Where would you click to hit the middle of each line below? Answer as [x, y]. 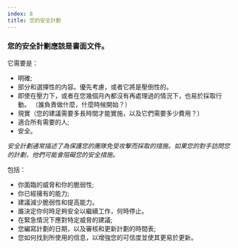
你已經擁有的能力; [43, 193]
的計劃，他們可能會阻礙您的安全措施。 [63, 154]
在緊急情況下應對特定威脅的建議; [65, 220]
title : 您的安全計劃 [34, 20]
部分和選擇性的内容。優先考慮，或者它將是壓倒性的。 [95, 87]
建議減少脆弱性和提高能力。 [58, 202]
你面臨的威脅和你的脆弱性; [56, 185]
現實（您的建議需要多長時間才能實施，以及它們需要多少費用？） [110, 113]
